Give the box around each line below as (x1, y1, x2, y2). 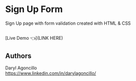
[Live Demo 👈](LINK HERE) (5, 35, 63, 41)
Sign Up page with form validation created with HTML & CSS (5, 20, 131, 26)
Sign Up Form (5, 4, 63, 15)
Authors (5, 51, 32, 60)
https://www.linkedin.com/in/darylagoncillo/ (5, 70, 97, 76)
